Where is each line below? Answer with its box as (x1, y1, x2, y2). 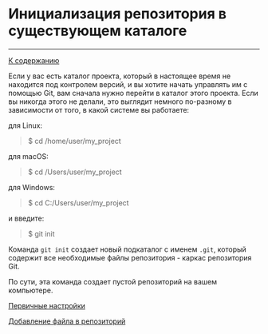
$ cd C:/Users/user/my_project (27, 197, 129, 208)
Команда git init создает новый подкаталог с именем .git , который (8, 245, 247, 254)
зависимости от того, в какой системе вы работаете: (8, 105, 190, 114)
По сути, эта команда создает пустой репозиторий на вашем (8, 276, 218, 286)
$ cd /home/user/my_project (27, 136, 121, 145)
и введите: (8, 213, 45, 223)
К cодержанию (8, 55, 60, 65)
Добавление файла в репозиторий (8, 316, 126, 326)
